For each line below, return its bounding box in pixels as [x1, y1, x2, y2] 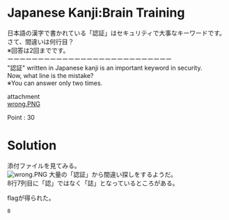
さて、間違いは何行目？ [7, 37, 74, 46]
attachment [7, 92, 40, 100]
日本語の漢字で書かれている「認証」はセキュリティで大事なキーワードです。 [7, 29, 226, 37]
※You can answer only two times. [7, 79, 103, 87]
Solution [7, 138, 57, 154]
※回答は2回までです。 [7, 46, 70, 54]
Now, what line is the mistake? [7, 71, 94, 79]
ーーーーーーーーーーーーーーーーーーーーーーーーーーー [7, 54, 172, 63]
